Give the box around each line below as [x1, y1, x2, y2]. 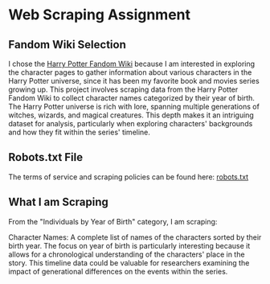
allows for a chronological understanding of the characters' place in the [8, 249, 245, 259]
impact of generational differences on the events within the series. [8, 266, 228, 276]
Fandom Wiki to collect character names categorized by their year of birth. [8, 93, 256, 102]
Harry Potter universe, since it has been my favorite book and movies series [8, 76, 260, 85]
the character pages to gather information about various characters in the [8, 68, 252, 77]
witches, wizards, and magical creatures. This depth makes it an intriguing [8, 110, 255, 120]
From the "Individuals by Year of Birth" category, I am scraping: [8, 216, 218, 226]
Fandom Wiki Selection [8, 38, 126, 51]
